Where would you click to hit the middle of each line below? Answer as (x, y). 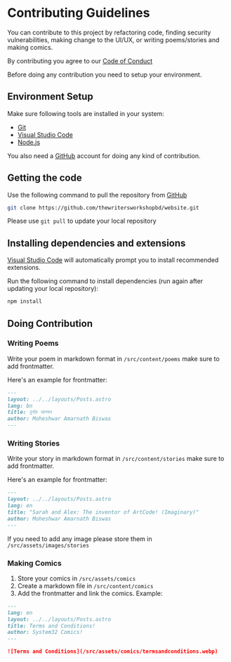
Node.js (29, 142)
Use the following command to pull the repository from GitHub (97, 195)
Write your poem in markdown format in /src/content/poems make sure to (113, 358)
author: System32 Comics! (45, 632)
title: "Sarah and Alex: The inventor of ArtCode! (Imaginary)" (103, 512)
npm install (25, 301)
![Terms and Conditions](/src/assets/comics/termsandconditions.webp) (113, 651)
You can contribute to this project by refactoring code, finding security (109, 32)
